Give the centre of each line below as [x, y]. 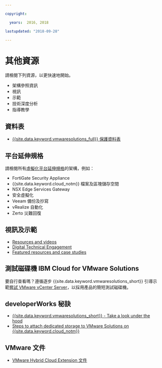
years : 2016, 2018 [29, 22]
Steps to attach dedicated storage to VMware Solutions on [71, 326]
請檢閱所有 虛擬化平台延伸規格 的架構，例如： [50, 168]
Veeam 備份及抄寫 [30, 201]
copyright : [16, 14]
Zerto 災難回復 [27, 213]
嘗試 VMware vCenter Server [38, 287]
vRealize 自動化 [28, 207]
